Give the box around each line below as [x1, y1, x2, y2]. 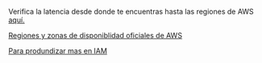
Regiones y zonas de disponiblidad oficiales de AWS [8, 31, 183, 40]
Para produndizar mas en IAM [8, 46, 107, 55]
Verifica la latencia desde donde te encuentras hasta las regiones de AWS [8, 7, 254, 16]
